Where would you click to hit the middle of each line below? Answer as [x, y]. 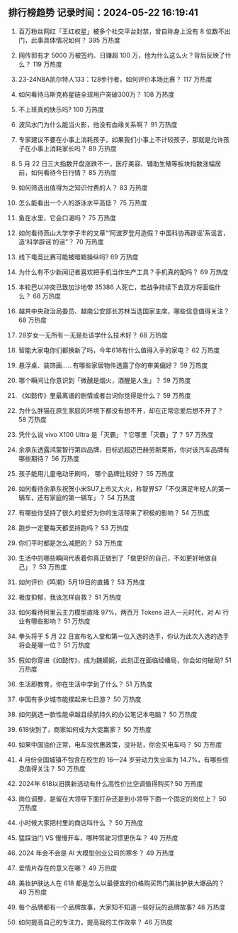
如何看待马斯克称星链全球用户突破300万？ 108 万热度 [96, 94]
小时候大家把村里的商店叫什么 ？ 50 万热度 [81, 822]
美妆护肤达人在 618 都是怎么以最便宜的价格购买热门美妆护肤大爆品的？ [121, 883]
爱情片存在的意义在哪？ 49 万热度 [68, 868]
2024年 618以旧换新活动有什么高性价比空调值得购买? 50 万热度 [110, 783]
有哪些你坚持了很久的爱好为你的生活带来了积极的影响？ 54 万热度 [114, 512]
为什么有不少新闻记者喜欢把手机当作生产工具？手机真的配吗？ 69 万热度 [123, 271]
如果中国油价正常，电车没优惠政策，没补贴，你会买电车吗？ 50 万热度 [120, 744]
